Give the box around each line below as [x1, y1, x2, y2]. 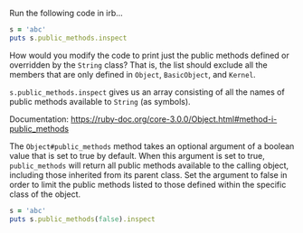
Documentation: [9, 113, 70, 125]
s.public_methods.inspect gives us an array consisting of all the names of [9, 86, 285, 98]
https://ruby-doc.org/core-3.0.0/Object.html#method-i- [71, 113, 278, 125]
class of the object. [9, 189, 81, 200]
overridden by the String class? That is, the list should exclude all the [9, 59, 269, 70]
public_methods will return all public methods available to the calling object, [9, 160, 289, 171]
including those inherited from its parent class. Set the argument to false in [9, 169, 288, 180]
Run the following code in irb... [9, 8, 124, 18]
